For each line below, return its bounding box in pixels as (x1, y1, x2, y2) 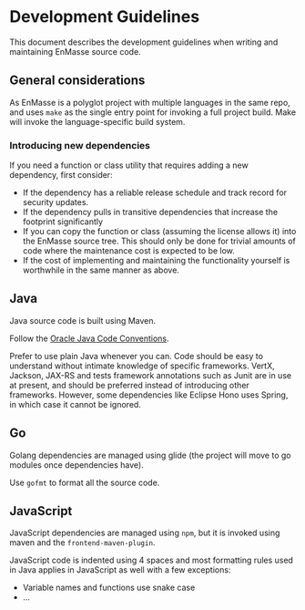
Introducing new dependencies (9, 139, 151, 151)
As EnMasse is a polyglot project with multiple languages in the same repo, (9, 97, 291, 108)
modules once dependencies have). (9, 459, 144, 470)
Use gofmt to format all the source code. (9, 477, 160, 488)
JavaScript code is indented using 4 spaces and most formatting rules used (9, 554, 294, 566)
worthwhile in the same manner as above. (22, 264, 180, 275)
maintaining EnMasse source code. (9, 46, 141, 57)
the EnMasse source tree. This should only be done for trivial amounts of (22, 235, 296, 247)
